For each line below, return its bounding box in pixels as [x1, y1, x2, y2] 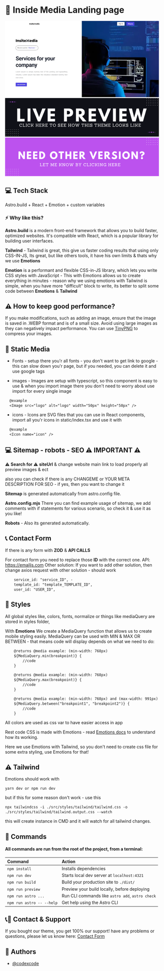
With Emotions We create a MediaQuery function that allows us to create [5, 628, 152, 634]
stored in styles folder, [5, 618, 50, 624]
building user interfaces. [5, 237, 54, 244]
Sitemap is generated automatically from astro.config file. [5, 491, 121, 497]
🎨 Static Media [5, 345, 50, 353]
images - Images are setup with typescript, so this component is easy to [12, 378, 158, 384]
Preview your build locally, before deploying [61, 886, 150, 892]
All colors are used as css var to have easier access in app [5, 719, 123, 725]
